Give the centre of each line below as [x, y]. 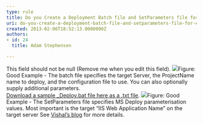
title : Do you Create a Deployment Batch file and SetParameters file [97, 18]
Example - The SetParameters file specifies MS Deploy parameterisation [96, 102]
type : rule [20, 12]
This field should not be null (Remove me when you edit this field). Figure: [101, 69]
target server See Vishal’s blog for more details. [66, 114]
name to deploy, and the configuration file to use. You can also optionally [97, 82]
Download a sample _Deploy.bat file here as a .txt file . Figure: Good [93, 95]
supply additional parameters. [43, 88]
